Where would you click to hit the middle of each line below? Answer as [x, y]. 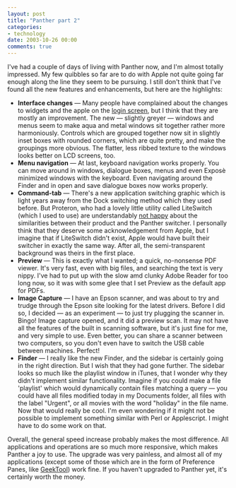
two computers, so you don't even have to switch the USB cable [111, 343]
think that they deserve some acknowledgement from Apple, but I [113, 231]
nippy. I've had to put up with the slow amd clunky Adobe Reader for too [123, 275]
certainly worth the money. [47, 477]
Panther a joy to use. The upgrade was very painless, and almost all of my [115, 454]
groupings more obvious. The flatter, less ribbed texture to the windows [122, 148]
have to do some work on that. [62, 425]
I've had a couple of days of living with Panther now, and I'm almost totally [116, 67]
